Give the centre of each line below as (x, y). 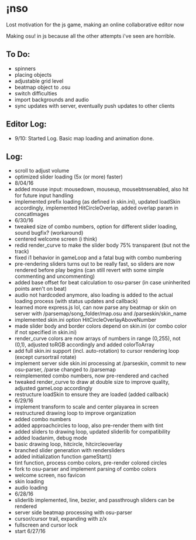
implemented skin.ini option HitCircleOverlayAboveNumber (85, 320)
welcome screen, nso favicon (50, 475)
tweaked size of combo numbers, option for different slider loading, (96, 226)
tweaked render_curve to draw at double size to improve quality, (92, 382)
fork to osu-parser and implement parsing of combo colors (85, 469)
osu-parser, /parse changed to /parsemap (65, 370)
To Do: (18, 54)
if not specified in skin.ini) (46, 332)
